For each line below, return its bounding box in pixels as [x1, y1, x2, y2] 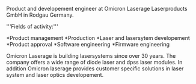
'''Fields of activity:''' [6, 23, 58, 30]
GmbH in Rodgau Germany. [6, 11, 74, 18]
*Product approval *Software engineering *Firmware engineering [6, 41, 170, 48]
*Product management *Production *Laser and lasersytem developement [6, 35, 191, 41]
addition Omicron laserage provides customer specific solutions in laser [6, 65, 184, 72]
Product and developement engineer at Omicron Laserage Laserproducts [6, 5, 188, 12]
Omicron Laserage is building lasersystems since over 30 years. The [6, 52, 176, 59]
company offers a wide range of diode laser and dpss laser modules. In [6, 59, 183, 66]
